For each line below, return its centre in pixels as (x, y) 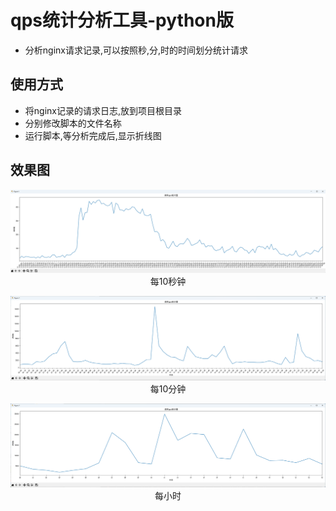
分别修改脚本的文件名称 (73, 123)
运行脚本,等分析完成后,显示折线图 (93, 135)
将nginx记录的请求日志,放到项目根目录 (103, 110)
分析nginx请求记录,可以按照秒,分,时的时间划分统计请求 (136, 50)
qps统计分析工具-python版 (122, 20)
